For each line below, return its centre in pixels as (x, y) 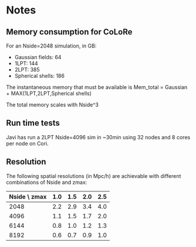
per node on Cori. (27, 143)
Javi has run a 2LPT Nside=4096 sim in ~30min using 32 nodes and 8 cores (98, 137)
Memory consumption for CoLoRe (69, 32)
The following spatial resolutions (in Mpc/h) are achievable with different (94, 176)
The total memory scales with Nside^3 (52, 105)
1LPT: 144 (26, 63)
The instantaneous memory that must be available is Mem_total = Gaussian (97, 87)
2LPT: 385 (27, 70)
